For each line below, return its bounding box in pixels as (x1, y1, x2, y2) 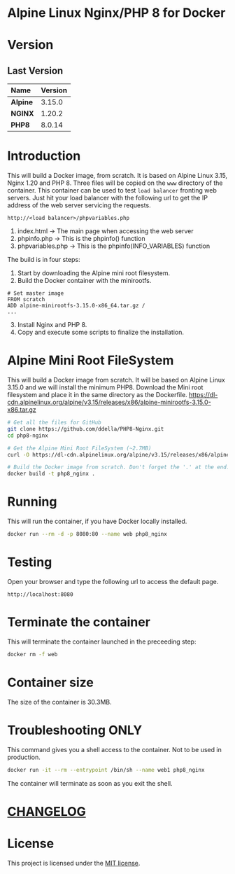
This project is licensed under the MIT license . (7, 859, 141, 867)
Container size (7, 674, 94, 691)
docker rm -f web (7, 651, 58, 658)
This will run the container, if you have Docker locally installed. (7, 517, 187, 526)
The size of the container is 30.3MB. (7, 698, 112, 706)
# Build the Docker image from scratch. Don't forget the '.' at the (7, 464, 215, 471)
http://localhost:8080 (7, 590, 73, 598)
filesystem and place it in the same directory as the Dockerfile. (7, 391, 187, 399)
